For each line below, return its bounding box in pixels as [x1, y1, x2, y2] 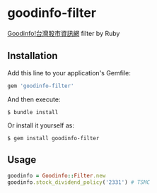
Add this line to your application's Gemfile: [7, 68, 131, 77]
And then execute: [7, 95, 61, 104]
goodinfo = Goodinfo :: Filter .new [7, 173, 106, 180]
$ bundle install [7, 108, 59, 116]
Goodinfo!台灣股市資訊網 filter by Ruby [7, 29, 120, 37]
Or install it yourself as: [7, 121, 74, 130]
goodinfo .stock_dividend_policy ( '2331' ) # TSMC [7, 179, 151, 186]
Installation [7, 50, 58, 62]
